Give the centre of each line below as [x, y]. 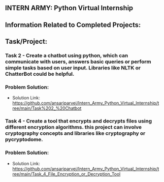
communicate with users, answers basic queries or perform [78, 62]
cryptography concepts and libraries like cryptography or [75, 133]
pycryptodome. [24, 140]
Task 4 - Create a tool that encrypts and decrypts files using [79, 121]
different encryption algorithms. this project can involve [73, 127]
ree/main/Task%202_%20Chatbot [47, 108]
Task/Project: [26, 42]
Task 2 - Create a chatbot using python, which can [66, 56]
